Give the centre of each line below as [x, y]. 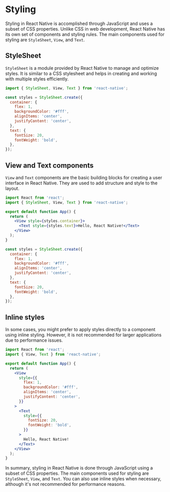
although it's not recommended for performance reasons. [65, 484]
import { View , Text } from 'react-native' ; [53, 354]
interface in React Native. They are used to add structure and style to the [81, 183]
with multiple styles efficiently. [37, 79]
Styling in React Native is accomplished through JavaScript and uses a [79, 23]
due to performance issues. [34, 340]
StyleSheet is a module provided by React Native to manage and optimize [82, 68]
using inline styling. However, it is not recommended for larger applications [83, 335]
